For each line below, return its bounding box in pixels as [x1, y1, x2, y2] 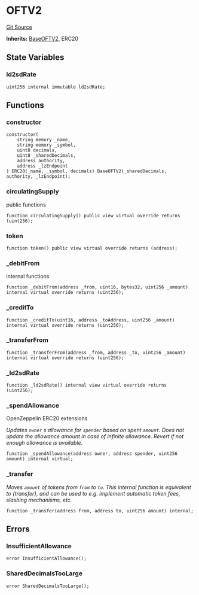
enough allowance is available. [6, 439, 83, 447]
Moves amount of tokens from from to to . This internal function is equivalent [6, 483, 191, 491]
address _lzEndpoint [17, 163, 68, 169]
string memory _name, [17, 137, 71, 143]
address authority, [17, 158, 66, 164]
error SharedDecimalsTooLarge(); [6, 583, 90, 589]
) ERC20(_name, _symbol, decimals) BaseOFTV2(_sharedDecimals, [6, 168, 167, 174]
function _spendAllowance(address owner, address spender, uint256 [6, 451, 178, 457]
